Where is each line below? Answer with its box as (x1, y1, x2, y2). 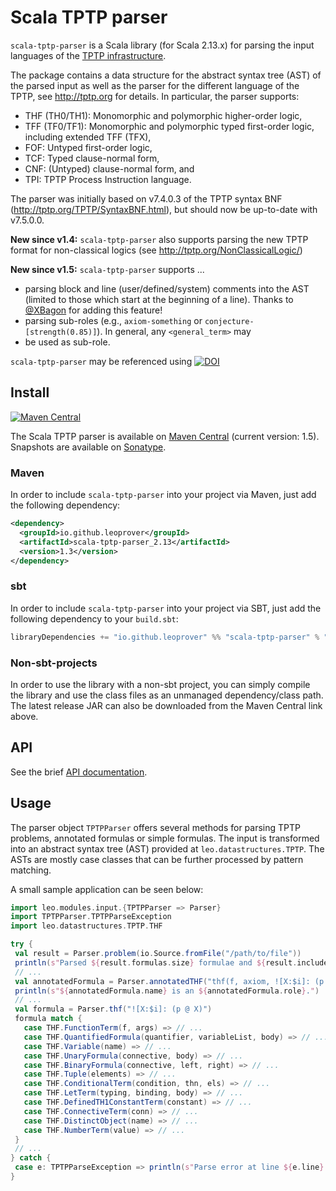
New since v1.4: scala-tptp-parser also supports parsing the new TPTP (10, 233, 309, 245)
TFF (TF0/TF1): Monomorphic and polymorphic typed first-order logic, (24, 120, 315, 132)
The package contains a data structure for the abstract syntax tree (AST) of (10, 69, 322, 81)
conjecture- (204, 316, 255, 326)
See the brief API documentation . (10, 766, 148, 778)
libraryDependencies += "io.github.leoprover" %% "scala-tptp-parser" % (10, 632, 320, 642)
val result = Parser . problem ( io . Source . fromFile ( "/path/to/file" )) (14, 949, 302, 959)
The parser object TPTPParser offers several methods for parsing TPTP (10, 821, 301, 833)
